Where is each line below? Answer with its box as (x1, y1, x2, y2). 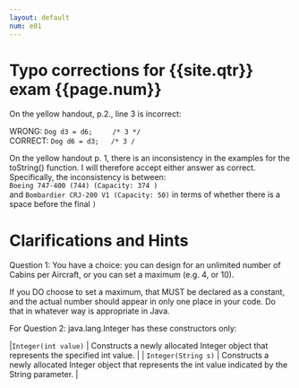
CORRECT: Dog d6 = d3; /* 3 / (9, 135, 136, 146)
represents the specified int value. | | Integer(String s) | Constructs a (9, 350, 269, 361)
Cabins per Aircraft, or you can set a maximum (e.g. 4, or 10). (9, 270, 235, 280)
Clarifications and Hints (9, 230, 190, 251)
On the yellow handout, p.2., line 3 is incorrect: (9, 108, 182, 119)
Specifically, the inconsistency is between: (9, 172, 167, 183)
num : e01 (9, 22, 42, 30)
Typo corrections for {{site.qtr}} (9, 60, 253, 81)
